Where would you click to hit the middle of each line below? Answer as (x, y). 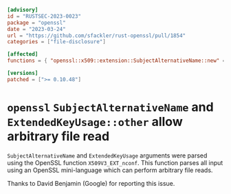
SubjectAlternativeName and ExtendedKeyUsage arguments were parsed (107, 155)
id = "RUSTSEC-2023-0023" (44, 16)
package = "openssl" (37, 23)
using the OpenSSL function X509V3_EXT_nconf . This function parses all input (115, 162)
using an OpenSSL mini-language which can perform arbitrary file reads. (110, 170)
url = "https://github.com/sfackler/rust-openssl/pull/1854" (97, 35)
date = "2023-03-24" (37, 29)
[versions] (23, 73)
